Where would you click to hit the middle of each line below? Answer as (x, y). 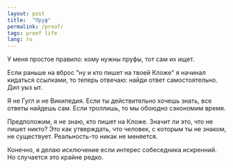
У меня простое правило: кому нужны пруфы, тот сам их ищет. (101, 59)
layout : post (26, 14)
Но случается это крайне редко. (55, 158)
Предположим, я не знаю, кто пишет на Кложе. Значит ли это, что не (110, 121)
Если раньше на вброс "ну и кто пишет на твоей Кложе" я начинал (107, 73)
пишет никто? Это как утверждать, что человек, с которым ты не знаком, (117, 129)
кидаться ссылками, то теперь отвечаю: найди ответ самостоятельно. (112, 80)
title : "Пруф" (29, 20)
